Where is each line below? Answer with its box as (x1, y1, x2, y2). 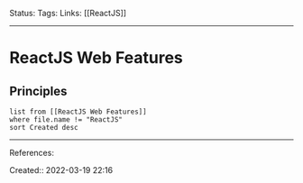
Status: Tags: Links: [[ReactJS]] (9, 8, 127, 18)
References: (9, 148, 54, 158)
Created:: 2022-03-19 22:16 (9, 165, 114, 175)
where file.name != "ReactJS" (9, 115, 124, 124)
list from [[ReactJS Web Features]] (9, 107, 147, 116)
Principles (9, 83, 68, 98)
